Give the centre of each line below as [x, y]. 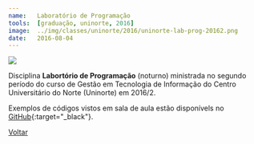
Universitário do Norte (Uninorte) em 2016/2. [82, 93]
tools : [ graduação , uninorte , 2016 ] [71, 23]
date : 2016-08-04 [41, 38]
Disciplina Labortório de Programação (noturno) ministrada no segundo [127, 76]
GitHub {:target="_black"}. [51, 117]
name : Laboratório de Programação [69, 16]
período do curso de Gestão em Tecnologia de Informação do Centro [122, 84]
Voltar [18, 132]
